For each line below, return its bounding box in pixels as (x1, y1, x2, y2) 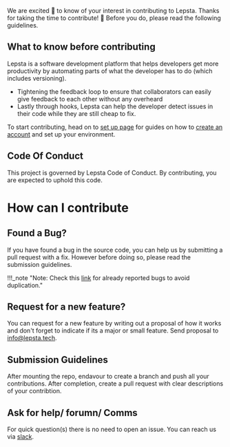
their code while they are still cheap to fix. (17, 109, 136, 117)
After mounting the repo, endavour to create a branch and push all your (7, 372, 210, 381)
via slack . (7, 433, 34, 441)
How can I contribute (7, 200, 129, 215)
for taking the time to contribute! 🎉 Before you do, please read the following (7, 14, 222, 22)
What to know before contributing (7, 41, 156, 53)
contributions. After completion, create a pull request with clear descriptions (7, 379, 224, 388)
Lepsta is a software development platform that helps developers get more (7, 59, 219, 68)
